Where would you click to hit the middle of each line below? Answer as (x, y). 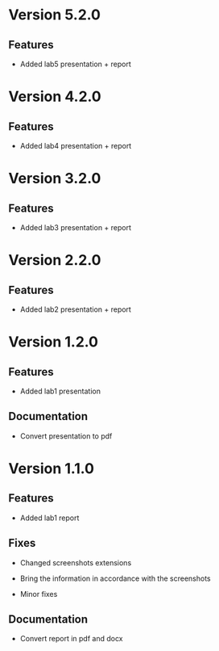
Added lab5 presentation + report (75, 64)
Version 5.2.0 (54, 15)
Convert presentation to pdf (66, 436)
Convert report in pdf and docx (71, 639)
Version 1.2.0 (54, 342)
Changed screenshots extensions (76, 562)
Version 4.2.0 (55, 97)
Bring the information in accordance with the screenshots (115, 578)
